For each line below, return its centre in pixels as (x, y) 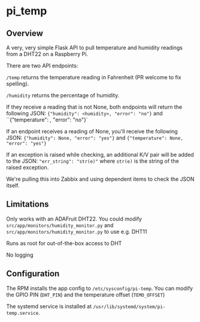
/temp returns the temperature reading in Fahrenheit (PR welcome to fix (94, 77)
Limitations (28, 205)
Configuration (33, 274)
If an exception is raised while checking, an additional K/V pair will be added (100, 155)
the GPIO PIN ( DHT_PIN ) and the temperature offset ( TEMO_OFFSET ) (86, 294)
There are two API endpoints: (42, 65)
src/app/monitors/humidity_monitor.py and (60, 225)
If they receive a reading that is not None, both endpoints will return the (94, 107)
